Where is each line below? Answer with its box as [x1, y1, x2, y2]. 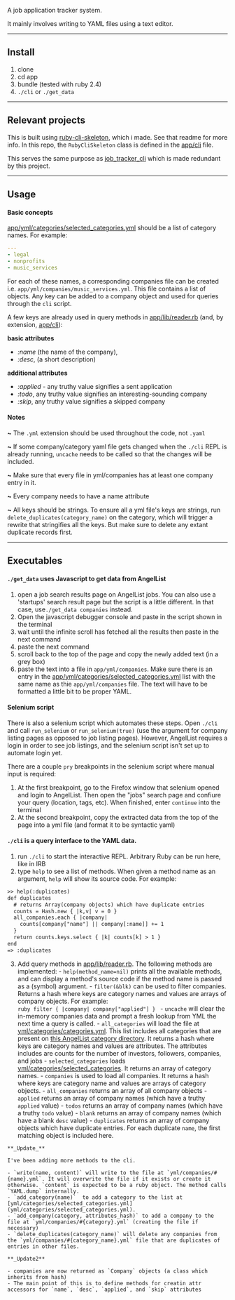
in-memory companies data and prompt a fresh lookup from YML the [17, 1012, 217, 1020]
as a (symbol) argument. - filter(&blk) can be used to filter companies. [17, 982, 227, 990]
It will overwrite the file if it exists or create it [48, 1175, 211, 1182]
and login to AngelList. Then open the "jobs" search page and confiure [17, 790, 222, 799]
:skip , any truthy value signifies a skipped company [17, 397, 166, 406]
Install [7, 46, 35, 58]
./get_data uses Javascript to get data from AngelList [7, 574, 166, 583]
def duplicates [7, 894, 52, 901]
